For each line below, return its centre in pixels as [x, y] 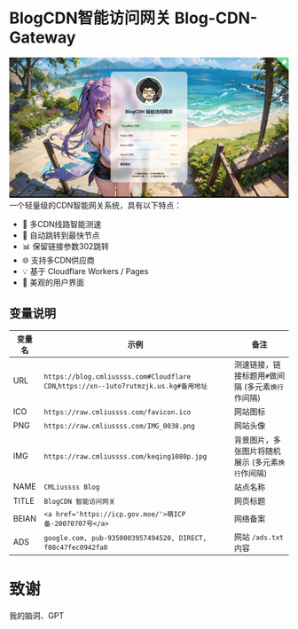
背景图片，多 [257, 439]
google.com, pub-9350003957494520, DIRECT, [125, 538]
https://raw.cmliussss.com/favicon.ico [118, 412]
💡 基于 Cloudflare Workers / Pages [85, 271]
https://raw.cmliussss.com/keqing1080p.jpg [125, 457]
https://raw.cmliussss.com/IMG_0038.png [119, 426]
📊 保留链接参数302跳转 [65, 247]
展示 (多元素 [256, 461]
